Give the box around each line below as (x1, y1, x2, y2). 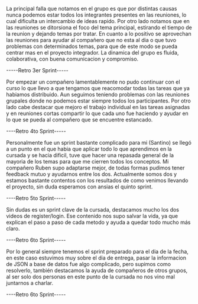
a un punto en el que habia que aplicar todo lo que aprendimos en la (6, 145, 173, 152)
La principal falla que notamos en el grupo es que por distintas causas (6, 5, 177, 12)
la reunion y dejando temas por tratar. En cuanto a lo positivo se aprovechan (6, 30, 191, 37)
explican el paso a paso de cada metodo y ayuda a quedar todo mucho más (6, 219, 191, 226)
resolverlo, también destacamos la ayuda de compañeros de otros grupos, (6, 267, 188, 274)
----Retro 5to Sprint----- (6, 195, 66, 201)
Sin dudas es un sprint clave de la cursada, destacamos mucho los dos (6, 206, 179, 213)
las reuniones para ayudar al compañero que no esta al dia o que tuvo (6, 37, 176, 43)
